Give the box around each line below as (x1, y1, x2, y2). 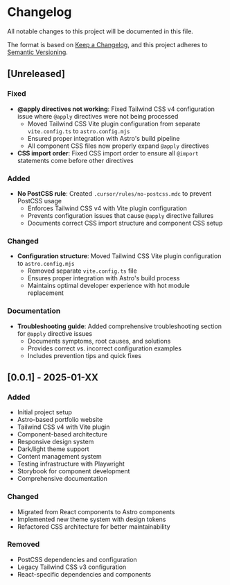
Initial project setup (17, 408, 73, 416)
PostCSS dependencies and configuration (17, 555, 137, 563)
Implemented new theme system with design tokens (17, 515, 166, 523)
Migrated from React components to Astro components (17, 507, 175, 516)
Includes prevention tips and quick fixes (27, 351, 142, 359)
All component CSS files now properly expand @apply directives (27, 142, 209, 150)
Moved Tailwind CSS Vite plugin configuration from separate (27, 119, 201, 128)
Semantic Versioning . (7, 48, 68, 56)
